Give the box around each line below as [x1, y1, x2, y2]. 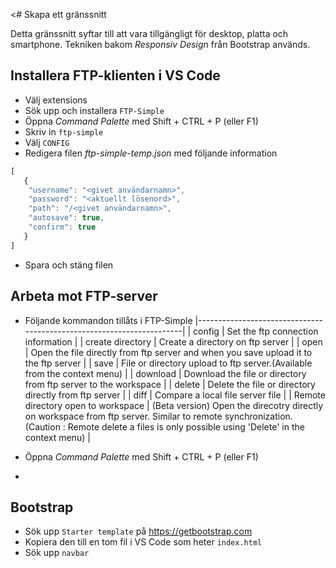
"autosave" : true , [28, 213, 105, 223]
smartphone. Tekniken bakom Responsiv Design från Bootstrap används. [10, 39, 311, 50]
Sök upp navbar [24, 547, 90, 559]
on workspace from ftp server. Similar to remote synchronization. [24, 410, 293, 422]
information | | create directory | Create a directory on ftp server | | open [24, 335, 323, 348]
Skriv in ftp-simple [24, 125, 104, 138]
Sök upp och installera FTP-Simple [24, 104, 165, 116]
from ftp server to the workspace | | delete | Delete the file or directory [24, 378, 316, 390]
